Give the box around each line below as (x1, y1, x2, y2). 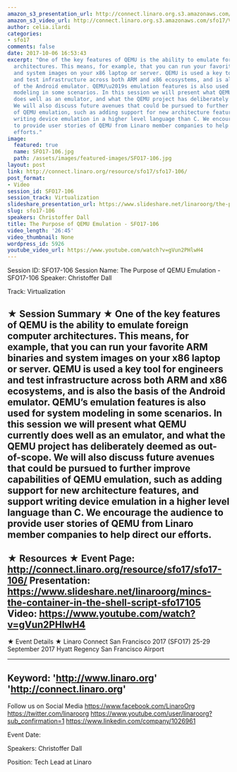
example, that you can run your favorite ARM (7, 340, 208, 353)
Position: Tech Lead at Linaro (7, 758, 92, 766)
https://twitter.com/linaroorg (7, 709, 90, 718)
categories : (7, 30, 42, 37)
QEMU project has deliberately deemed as (7, 440, 196, 452)
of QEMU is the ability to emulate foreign (7, 319, 189, 331)
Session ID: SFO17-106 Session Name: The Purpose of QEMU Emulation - (7, 266, 221, 275)
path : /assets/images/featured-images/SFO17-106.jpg (13, 155, 172, 162)
